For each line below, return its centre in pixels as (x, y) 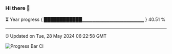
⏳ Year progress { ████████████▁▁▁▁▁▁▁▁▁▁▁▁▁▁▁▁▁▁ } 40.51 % (85, 19)
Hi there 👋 (18, 8)
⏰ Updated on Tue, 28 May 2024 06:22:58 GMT (56, 36)
